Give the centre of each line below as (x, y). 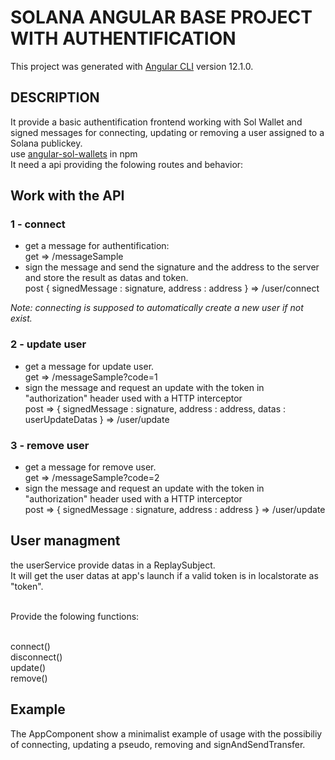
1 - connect (38, 224)
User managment (65, 541)
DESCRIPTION (55, 97)
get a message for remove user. (90, 467)
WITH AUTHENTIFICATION (123, 38)
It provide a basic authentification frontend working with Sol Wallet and (156, 122)
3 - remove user (50, 445)
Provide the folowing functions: (75, 616)
